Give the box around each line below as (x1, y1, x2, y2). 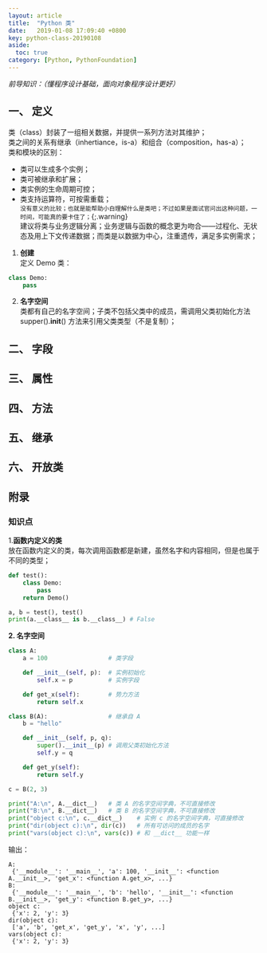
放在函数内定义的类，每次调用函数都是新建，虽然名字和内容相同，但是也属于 (8, 545, 260, 555)
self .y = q (37, 749, 73, 758)
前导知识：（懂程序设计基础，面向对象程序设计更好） (8, 79, 179, 89)
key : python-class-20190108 (8, 33, 102, 42)
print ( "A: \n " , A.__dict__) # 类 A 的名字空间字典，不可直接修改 (8, 799, 215, 808)
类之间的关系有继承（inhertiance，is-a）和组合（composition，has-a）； (8, 137, 246, 147)
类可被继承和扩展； (19, 174, 84, 183)
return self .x (37, 698, 84, 706)
